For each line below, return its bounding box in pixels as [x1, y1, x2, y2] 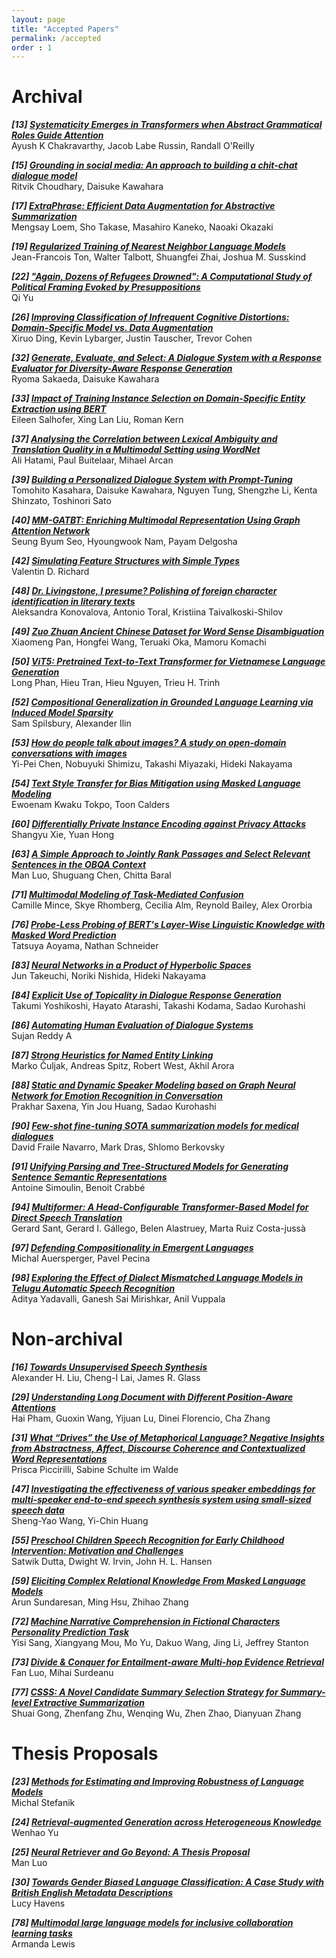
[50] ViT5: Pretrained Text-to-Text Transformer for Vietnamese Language [11, 656, 326, 668]
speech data [11, 1504, 65, 1516]
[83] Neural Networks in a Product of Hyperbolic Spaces [11, 959, 252, 971]
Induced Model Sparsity [11, 707, 114, 719]
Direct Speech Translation [11, 1212, 123, 1224]
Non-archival [11, 1328, 123, 1351]
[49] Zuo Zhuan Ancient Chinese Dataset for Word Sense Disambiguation [11, 626, 325, 638]
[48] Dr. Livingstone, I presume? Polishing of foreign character [11, 585, 278, 597]
